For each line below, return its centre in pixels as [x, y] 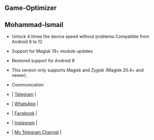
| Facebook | [24, 113]
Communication [28, 85]
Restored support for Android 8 [43, 61]
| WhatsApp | [25, 104]
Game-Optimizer [31, 8]
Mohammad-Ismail [34, 25]
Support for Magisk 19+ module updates [52, 51]
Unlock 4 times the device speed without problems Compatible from [80, 37]
